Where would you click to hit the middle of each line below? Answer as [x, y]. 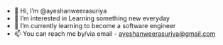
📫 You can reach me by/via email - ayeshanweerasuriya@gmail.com [115, 34]
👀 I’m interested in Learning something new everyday [92, 18]
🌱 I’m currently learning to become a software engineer [95, 26]
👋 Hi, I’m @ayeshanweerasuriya [60, 11]
